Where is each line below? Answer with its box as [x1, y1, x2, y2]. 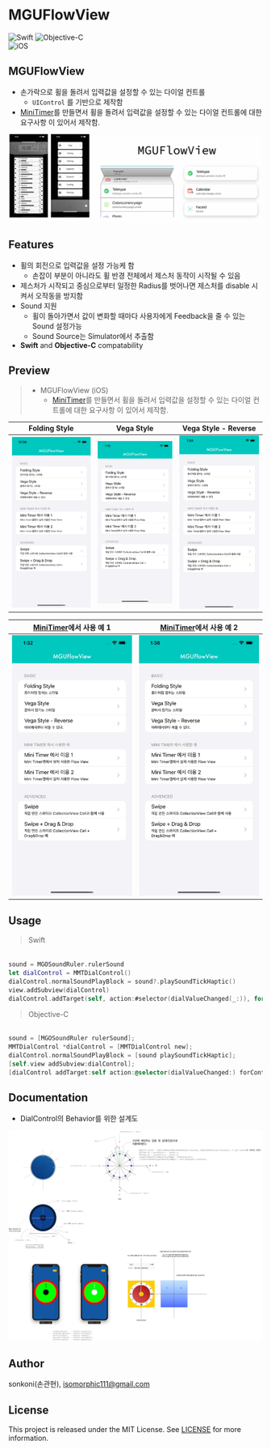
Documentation [8, 1091, 89, 1105]
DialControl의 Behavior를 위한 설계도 [19, 1113, 139, 1123]
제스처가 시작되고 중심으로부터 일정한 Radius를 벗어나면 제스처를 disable [19, 281, 250, 290]
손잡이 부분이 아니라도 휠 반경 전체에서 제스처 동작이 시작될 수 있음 [31, 270, 241, 280]
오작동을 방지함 [35, 290, 83, 300]
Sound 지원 [19, 301, 57, 311]
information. [8, 1434, 49, 1443]
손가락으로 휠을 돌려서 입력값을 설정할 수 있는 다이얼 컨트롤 [19, 87, 206, 96]
